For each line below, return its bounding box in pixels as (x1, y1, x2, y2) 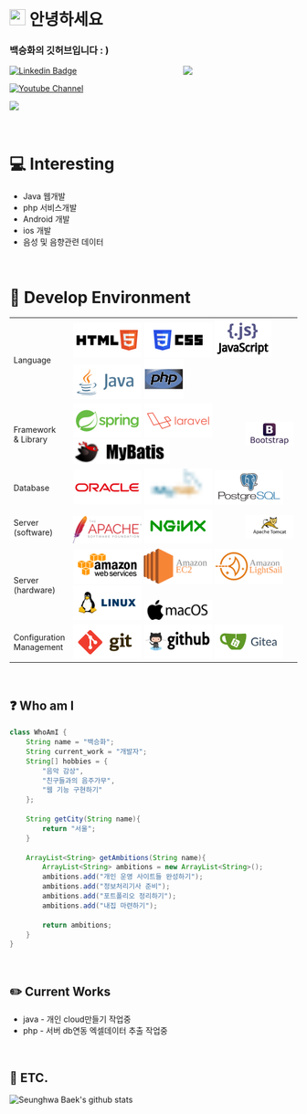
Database (13, 482, 50, 493)
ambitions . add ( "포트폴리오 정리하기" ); (42, 892, 176, 901)
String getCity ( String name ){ (26, 814, 142, 824)
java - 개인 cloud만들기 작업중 (22, 1014, 132, 1025)
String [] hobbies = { (26, 756, 108, 766)
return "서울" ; (42, 824, 96, 833)
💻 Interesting (9, 153, 115, 174)
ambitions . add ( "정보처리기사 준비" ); (42, 882, 171, 891)
